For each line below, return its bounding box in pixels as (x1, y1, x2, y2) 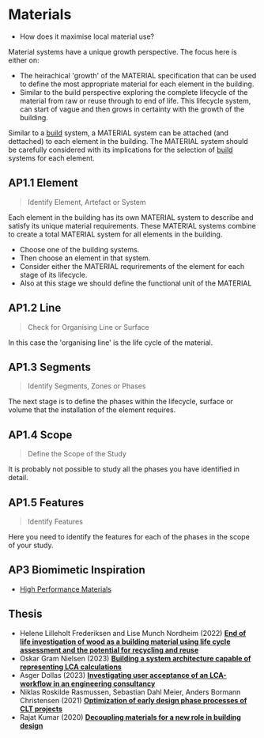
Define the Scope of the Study (27, 449, 126, 459)
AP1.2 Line (8, 301, 62, 315)
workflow (19, 679, 52, 688)
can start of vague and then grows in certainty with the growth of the (19, 104, 245, 114)
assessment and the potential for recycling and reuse (19, 645, 199, 654)
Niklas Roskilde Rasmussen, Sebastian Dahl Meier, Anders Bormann (19, 687, 241, 697)
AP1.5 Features (8, 496, 85, 509)
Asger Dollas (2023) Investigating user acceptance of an (19, 670, 209, 679)
